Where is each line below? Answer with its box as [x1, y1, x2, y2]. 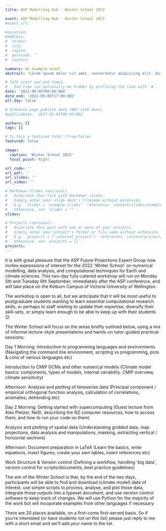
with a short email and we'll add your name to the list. [5, 520, 114, 526]
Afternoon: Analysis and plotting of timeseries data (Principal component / [5, 384, 157, 390]
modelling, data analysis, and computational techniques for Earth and [5, 268, 146, 274]
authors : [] [5, 121, 30, 126]
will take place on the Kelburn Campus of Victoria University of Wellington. [5, 283, 157, 290]
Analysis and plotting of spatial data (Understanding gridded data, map [5, 424, 150, 430]
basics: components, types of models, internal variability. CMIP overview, [5, 369, 155, 375]
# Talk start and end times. [5, 80, 65, 85]
